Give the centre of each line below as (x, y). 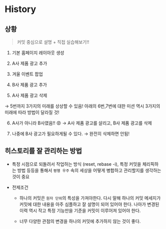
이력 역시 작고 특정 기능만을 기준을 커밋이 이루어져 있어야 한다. (80, 210)
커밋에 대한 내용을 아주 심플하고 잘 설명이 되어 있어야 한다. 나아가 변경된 (89, 204)
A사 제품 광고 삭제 (29, 95)
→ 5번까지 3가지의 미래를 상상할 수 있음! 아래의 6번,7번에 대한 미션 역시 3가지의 (82, 106)
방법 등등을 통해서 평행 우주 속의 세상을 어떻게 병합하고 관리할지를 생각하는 (89, 170)
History (20, 9)
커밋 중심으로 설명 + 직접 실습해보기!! (53, 42)
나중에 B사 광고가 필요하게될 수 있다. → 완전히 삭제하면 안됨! (70, 134)
